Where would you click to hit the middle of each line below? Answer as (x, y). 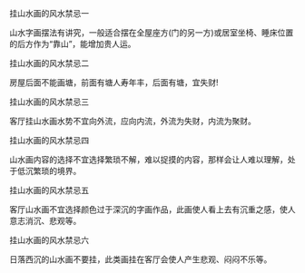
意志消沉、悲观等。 (45, 221)
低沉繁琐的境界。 (49, 171)
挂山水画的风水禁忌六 (49, 240)
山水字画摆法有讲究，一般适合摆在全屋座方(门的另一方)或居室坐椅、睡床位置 (152, 33)
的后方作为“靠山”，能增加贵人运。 (73, 44)
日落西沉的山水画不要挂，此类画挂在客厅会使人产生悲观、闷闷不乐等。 (141, 259)
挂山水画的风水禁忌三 (49, 102)
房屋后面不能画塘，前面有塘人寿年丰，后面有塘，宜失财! (114, 83)
